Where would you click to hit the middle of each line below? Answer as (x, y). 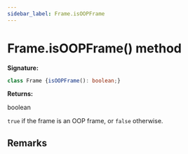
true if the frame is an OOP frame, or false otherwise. (85, 121)
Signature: (23, 68)
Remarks (27, 143)
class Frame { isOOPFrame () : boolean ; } (64, 80)
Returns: (20, 94)
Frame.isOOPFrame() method (95, 48)
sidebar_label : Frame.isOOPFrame (56, 14)
